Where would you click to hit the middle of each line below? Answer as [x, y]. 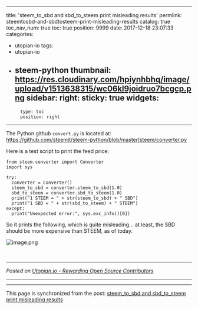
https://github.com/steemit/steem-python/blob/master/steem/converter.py [97, 139]
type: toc [32, 112]
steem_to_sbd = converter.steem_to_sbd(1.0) [67, 188]
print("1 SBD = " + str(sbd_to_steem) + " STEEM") [75, 203]
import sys [19, 167]
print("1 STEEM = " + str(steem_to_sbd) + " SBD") [75, 198]
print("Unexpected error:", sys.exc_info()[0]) [71, 213]
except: [16, 208]
